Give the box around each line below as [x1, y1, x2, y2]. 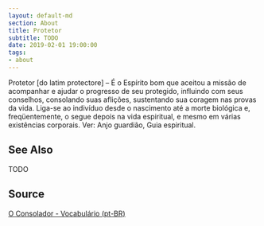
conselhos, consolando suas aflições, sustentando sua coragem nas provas [8, 95, 257, 104]
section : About [8, 19, 59, 27]
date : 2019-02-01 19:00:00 [8, 41, 98, 49]
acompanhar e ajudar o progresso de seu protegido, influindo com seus [8, 86, 244, 95]
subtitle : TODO [8, 33, 59, 42]
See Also [8, 143, 53, 157]
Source [8, 188, 45, 201]
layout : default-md [8, 11, 73, 20]
